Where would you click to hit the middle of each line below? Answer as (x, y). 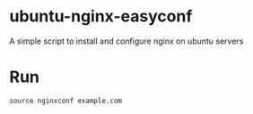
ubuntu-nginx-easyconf (101, 16)
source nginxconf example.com (66, 101)
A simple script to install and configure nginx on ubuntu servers (126, 41)
